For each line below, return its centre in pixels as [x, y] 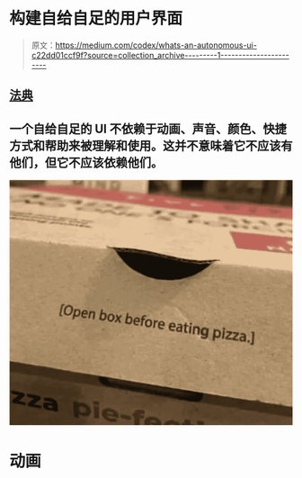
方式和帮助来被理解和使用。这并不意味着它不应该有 [151, 145]
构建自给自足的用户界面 [96, 18]
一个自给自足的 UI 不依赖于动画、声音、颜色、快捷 [148, 128]
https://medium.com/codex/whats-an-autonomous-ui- [156, 45]
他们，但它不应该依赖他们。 [86, 162]
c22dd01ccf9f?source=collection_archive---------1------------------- [160, 55]
